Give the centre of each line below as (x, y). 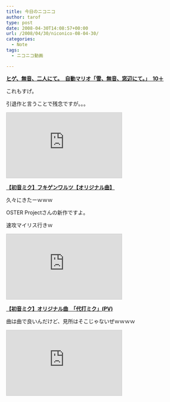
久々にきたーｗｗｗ (30, 200)
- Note (19, 45)
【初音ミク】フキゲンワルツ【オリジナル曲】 (61, 187)
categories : (21, 39)
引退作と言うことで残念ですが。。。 (48, 104)
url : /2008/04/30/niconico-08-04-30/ (53, 34)
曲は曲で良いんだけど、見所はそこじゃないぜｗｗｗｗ (71, 321)
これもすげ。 (22, 91)
